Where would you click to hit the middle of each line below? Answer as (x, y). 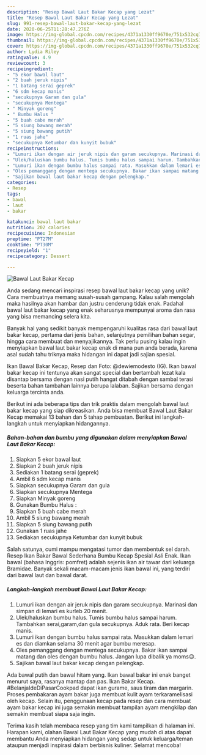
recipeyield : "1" (29, 250)
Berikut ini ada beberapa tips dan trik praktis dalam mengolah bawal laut (98, 404)
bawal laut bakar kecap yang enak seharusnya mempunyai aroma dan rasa (101, 310)
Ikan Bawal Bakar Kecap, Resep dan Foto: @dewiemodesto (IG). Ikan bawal (101, 366)
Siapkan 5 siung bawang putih (54, 525)
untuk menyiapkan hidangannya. (69, 424)
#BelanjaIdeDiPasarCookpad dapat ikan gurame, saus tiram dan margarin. (100, 688)
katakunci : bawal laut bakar (44, 222)
